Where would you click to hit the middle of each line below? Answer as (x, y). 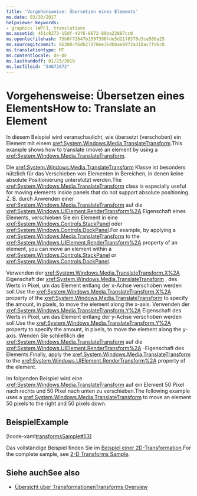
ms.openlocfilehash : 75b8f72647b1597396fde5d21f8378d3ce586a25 (86, 39)
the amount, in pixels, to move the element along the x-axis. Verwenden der (98, 304)
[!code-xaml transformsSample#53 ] (49, 436)
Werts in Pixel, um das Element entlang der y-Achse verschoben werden (94, 317)
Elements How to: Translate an (81, 108)
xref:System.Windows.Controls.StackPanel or (61, 255)
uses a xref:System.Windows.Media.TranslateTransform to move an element (99, 397)
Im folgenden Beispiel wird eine (44, 378)
